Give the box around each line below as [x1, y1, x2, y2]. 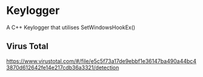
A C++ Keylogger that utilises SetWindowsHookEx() [6, 24, 136, 31]
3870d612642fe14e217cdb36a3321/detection [6, 64, 119, 71]
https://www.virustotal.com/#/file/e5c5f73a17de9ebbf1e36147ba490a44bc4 [6, 57, 197, 64]
